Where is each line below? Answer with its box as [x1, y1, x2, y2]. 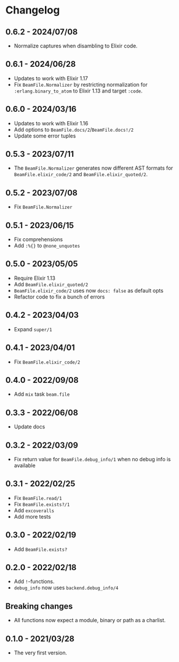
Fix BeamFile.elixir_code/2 [13, 358, 80, 365]
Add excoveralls [13, 507, 55, 514]
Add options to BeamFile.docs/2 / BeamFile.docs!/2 [13, 126, 134, 133]
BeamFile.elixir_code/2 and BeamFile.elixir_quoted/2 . [13, 171, 148, 178]
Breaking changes [5, 601, 73, 611]
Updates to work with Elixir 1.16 [13, 119, 89, 126]
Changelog [5, 4, 60, 17]
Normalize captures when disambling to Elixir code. [13, 42, 138, 49]
